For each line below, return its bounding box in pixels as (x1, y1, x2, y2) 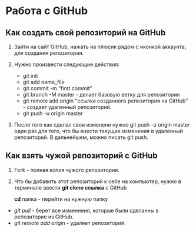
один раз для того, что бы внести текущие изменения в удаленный (14, 128, 183, 134)
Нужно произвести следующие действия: (14, 61, 120, 68)
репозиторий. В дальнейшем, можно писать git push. (14, 134, 148, 141)
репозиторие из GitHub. (14, 213, 74, 220)
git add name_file (22, 78, 65, 85)
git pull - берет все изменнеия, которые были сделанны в (14, 207, 160, 214)
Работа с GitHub (5, 4, 88, 18)
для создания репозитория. (14, 49, 84, 57)
